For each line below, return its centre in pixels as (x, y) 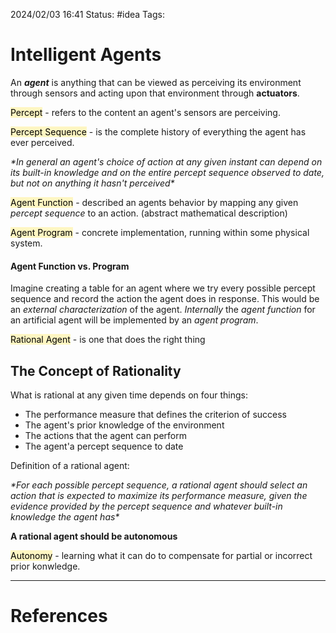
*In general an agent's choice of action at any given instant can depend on (166, 161)
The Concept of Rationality (96, 370)
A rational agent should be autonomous (94, 536)
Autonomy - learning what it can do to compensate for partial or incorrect (161, 555)
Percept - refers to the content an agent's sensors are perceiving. (145, 112)
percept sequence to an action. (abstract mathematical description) (149, 213)
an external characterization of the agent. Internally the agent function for (163, 310)
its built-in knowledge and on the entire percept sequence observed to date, (167, 172)
